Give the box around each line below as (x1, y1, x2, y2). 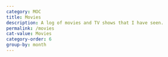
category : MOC (6, 8, 42, 15)
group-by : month (6, 42, 46, 48)
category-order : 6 (6, 36, 52, 42)
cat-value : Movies (6, 31, 52, 37)
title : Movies (6, 14, 42, 20)
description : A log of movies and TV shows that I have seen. (6, 20, 164, 26)
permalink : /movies (6, 25, 55, 31)
